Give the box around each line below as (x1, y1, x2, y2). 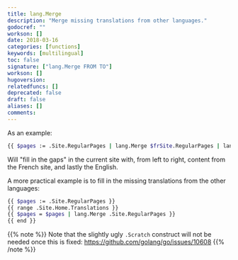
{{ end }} (7, 217, 37, 225)
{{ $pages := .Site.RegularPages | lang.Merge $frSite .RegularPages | (7, 142, 220, 149)
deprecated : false (7, 89, 62, 96)
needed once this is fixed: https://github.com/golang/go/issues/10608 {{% (7, 238, 225, 247)
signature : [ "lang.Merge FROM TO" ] (7, 63, 113, 70)
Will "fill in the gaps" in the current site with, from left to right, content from (7, 155, 225, 164)
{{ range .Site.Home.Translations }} (7, 204, 119, 211)
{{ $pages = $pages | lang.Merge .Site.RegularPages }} (7, 210, 176, 218)
